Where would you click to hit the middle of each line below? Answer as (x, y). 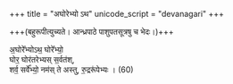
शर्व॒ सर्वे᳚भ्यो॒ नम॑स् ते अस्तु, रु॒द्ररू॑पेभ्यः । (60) (71, 70)
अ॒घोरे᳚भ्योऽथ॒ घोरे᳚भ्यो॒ (37, 50)
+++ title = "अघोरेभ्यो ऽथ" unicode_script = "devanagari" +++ (117, 14)
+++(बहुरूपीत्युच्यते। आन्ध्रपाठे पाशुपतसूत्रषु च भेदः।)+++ (92, 32)
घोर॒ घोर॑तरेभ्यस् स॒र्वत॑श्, (42, 59)
